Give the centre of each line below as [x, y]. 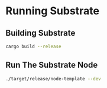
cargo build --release [33, 46]
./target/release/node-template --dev [53, 78]
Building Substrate [40, 33]
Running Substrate [53, 11]
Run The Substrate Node [52, 65]
